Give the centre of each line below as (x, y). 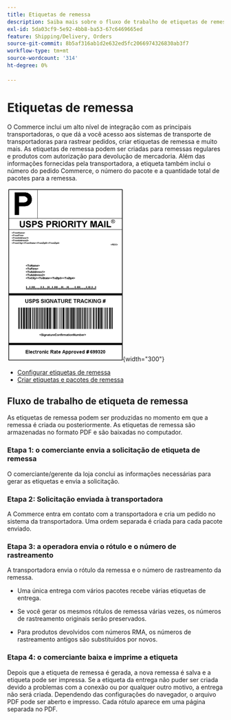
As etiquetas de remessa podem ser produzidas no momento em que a (108, 418)
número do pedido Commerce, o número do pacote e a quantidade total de (113, 171)
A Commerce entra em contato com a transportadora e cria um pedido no (111, 514)
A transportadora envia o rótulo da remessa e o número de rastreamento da (114, 570)
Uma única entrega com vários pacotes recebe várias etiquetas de (111, 591)
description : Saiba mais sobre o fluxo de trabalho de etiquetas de (107, 22)
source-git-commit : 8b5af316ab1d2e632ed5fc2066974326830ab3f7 (98, 44)
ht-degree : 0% (27, 65)
